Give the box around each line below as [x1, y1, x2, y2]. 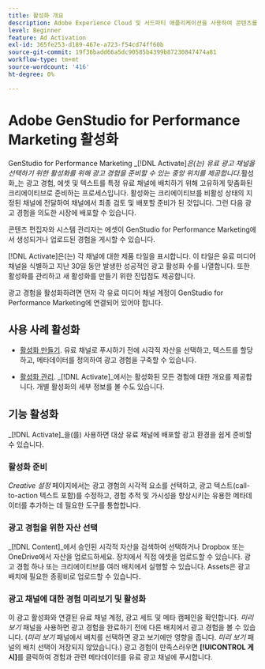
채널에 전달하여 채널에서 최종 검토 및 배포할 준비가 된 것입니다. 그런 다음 [22, 198, 244, 207]
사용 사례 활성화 [8, 323, 80, 336]
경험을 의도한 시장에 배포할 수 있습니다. [16, 207, 136, 217]
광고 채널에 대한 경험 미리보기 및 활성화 [8, 593, 147, 604]
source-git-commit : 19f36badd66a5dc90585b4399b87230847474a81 [8, 48, 217, 56]
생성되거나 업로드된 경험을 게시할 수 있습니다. [16, 234, 156, 244]
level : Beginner [8, 26, 62, 34]
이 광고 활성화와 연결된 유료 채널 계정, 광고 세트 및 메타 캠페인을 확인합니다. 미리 [8, 613, 254, 622]
